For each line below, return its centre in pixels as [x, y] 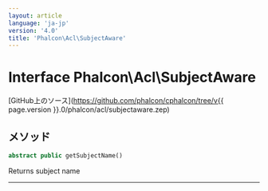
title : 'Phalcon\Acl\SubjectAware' [67, 38]
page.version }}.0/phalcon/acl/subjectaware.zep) [89, 109]
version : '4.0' [33, 30]
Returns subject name [44, 171]
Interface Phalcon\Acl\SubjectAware [132, 78]
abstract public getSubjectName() [66, 156]
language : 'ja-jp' [39, 23]
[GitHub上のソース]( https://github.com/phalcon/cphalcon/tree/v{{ [116, 101]
